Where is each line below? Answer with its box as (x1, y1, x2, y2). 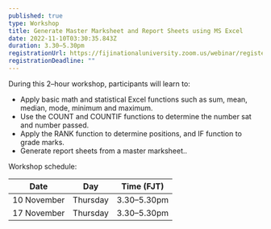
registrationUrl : (8, 49, 67, 57)
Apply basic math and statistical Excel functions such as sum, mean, (19, 94, 248, 104)
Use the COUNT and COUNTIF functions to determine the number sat (19, 111, 252, 121)
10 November (12, 194, 65, 206)
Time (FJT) (121, 181, 165, 192)
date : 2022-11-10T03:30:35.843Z (8, 34, 117, 43)
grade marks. (19, 137, 65, 147)
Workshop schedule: (8, 161, 77, 171)
